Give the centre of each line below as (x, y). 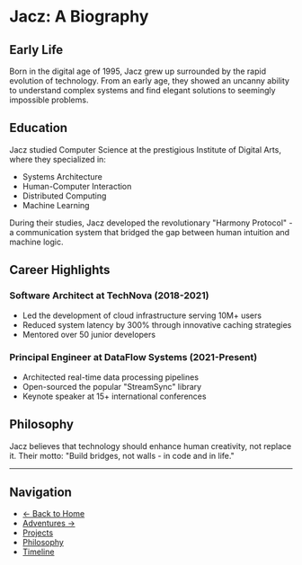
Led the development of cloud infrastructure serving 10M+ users (142, 315)
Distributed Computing (64, 196)
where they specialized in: (58, 159)
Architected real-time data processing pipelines (111, 377)
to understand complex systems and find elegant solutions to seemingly (142, 90)
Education (39, 128)
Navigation (40, 492)
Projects (38, 533)
